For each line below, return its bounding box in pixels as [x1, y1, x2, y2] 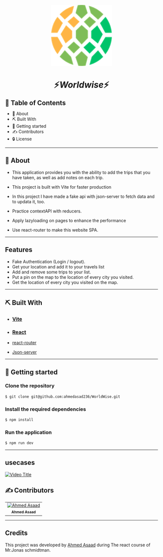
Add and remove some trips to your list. [12, 269, 91, 275]
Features [5, 246, 33, 254]
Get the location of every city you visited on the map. [12, 279, 118, 285]
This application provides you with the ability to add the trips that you [12, 169, 150, 175]
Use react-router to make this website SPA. [12, 227, 98, 233]
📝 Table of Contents [5, 98, 66, 107]
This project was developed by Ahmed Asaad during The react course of [5, 542, 150, 548]
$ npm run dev [5, 441, 34, 445]
